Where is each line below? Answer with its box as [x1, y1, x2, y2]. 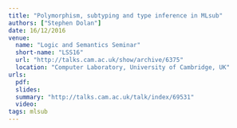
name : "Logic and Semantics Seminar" [15, 41, 141, 49]
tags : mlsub [8, 108, 48, 116]
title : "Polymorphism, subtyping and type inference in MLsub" [8, 11, 223, 20]
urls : [8, 71, 26, 79]
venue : [8, 33, 30, 42]
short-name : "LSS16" [15, 48, 84, 56]
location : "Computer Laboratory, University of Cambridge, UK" [15, 64, 230, 72]
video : [15, 100, 38, 108]
